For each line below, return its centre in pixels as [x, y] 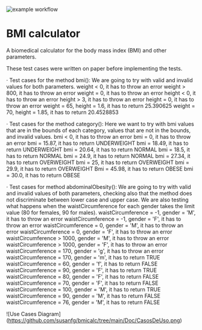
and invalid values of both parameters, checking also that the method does [99, 193]
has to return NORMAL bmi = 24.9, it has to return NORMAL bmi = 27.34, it [99, 156]
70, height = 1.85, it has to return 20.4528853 [62, 112]
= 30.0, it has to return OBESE [43, 175]
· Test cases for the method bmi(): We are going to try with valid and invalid [99, 80]
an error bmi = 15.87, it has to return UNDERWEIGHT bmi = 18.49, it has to [97, 143]
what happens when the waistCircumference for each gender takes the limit [100, 206]
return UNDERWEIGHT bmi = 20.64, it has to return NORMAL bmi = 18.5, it [98, 149]
